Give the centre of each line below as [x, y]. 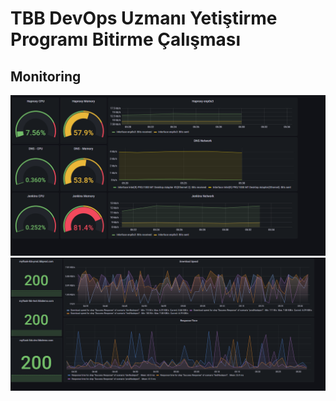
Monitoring [46, 76]
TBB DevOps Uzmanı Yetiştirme [144, 18]
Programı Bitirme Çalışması [126, 39]
